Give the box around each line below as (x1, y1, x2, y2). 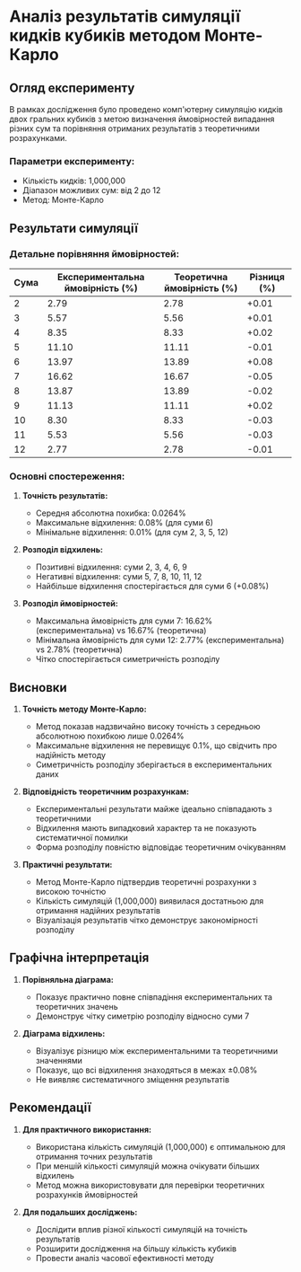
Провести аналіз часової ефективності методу (35, 1252, 215, 1263)
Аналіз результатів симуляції (9, 6, 241, 27)
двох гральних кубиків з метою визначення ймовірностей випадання (9, 114, 275, 124)
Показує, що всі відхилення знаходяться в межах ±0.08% (35, 1064, 258, 1075)
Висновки (9, 680, 67, 695)
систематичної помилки (35, 833, 128, 844)
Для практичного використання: (21, 1124, 152, 1135)
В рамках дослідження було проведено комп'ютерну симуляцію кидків (9, 104, 284, 114)
